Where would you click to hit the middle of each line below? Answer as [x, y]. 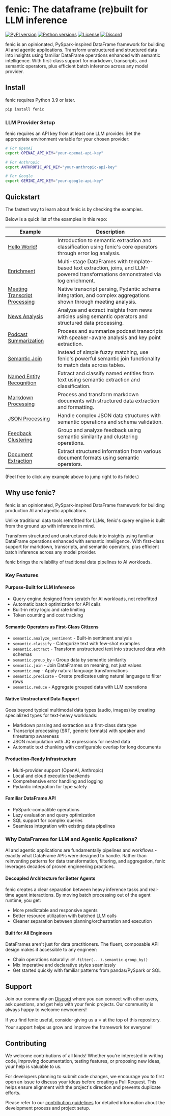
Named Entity [24, 376]
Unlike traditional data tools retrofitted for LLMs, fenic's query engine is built [85, 520]
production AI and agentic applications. [47, 510]
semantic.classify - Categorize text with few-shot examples [76, 644]
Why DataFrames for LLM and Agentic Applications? [71, 839]
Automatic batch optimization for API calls [56, 604]
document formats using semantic [98, 458]
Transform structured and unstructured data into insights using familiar [79, 536]
